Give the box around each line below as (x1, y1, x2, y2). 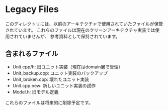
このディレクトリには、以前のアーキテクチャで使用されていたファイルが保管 (5, 21, 163, 27)
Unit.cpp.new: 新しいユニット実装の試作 (12, 82, 96, 88)
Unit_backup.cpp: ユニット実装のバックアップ (12, 70, 108, 76)
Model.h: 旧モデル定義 (12, 89, 59, 95)
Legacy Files (5, 4, 59, 15)
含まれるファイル (5, 49, 58, 58)
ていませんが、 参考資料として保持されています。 (18, 33, 120, 39)
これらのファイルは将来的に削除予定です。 (5, 99, 93, 105)
